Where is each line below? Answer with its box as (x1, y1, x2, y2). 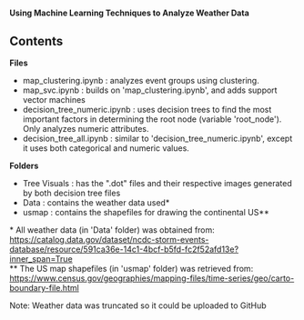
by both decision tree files (22, 187, 121, 199)
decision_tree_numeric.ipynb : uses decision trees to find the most (22, 105, 272, 115)
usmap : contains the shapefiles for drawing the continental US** (22, 207, 270, 218)
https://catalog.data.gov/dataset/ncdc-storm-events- (9, 235, 209, 245)
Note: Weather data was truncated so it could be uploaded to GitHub (9, 300, 267, 311)
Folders (9, 160, 39, 172)
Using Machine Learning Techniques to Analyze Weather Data (9, 7, 250, 18)
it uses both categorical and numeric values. (22, 143, 189, 154)
